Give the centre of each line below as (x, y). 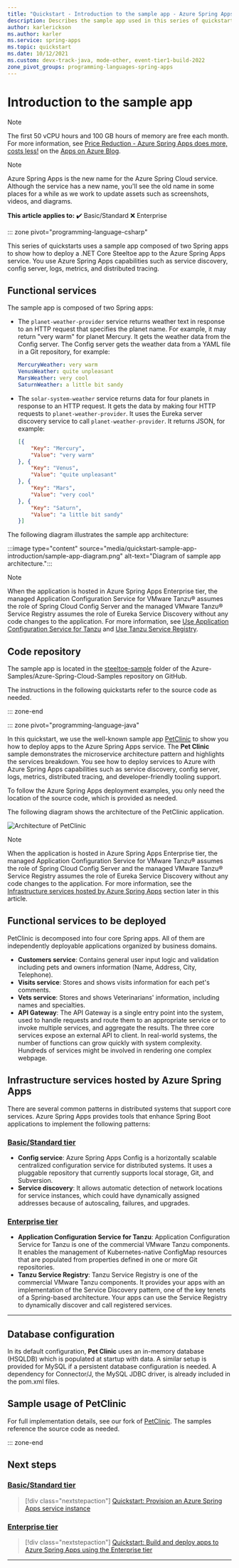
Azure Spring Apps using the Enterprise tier (89, 1549)
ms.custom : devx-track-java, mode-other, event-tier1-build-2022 (106, 61)
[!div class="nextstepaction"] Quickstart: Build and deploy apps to (122, 1542)
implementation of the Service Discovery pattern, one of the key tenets (122, 1290)
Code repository (44, 651)
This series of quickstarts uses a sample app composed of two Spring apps (118, 246)
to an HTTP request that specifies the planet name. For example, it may (122, 329)
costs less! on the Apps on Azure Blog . (64, 151)
